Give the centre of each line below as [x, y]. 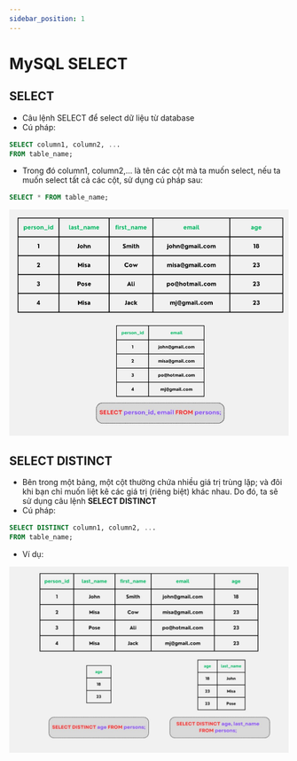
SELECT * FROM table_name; [59, 198]
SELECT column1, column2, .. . [65, 145]
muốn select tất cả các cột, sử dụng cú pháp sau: [113, 180]
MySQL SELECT [69, 63]
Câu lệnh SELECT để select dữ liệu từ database [108, 118]
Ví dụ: [33, 554]
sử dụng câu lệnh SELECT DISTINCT [89, 501]
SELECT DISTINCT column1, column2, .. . [83, 528]
